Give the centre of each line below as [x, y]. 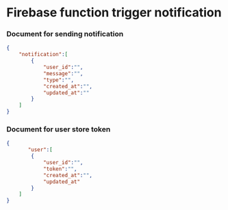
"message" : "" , [63, 73]
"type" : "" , [59, 80]
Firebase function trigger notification [114, 13]
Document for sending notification [65, 34]
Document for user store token [59, 129]
